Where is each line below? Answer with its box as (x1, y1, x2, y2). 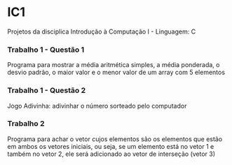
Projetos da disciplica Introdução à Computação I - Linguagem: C (7, 27, 196, 36)
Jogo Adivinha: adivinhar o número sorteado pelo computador (7, 101, 187, 110)
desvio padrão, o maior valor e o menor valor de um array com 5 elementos (7, 68, 226, 77)
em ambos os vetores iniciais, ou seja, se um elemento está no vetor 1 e (7, 142, 214, 150)
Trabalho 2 (7, 119, 45, 129)
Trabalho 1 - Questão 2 (7, 85, 86, 95)
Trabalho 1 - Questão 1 (7, 45, 85, 55)
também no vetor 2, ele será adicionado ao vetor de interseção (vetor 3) (7, 150, 216, 158)
